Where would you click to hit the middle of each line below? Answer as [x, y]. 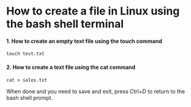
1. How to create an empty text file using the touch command [84, 41]
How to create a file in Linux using [93, 11]
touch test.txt [25, 54]
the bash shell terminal [65, 24]
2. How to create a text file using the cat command [71, 67]
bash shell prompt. [30, 97]
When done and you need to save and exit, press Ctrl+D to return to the [96, 91]
